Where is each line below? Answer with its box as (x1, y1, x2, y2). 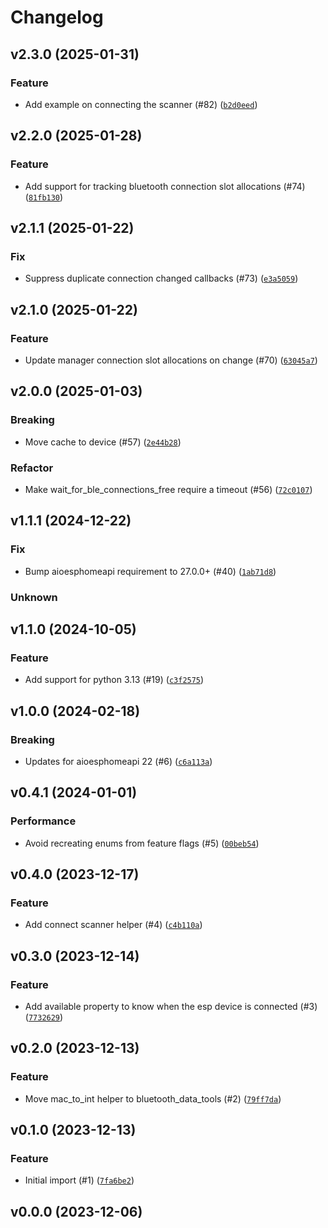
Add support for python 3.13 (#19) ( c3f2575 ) (24, 674, 205, 686)
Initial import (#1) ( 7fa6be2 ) (24, 1174, 135, 1186)
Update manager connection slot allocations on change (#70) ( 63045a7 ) (24, 354, 318, 366)
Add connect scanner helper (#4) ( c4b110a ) (24, 919, 203, 931)
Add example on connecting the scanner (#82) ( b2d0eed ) (24, 98, 258, 110)
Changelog (10, 6, 104, 29)
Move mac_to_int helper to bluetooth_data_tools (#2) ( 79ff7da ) (24, 1092, 282, 1105)
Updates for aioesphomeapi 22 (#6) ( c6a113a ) (24, 755, 213, 767)
